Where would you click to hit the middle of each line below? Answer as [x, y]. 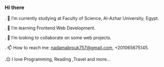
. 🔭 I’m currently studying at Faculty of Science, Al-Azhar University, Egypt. [82, 18]
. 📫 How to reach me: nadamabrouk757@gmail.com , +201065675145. [77, 48]
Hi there [14, 7]
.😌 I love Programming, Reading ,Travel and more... [58, 59]
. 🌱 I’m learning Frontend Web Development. [50, 28]
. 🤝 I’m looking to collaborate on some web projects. [58, 38]
